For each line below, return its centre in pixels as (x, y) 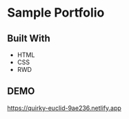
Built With (29, 38)
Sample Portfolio (56, 13)
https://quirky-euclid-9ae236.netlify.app (64, 108)
